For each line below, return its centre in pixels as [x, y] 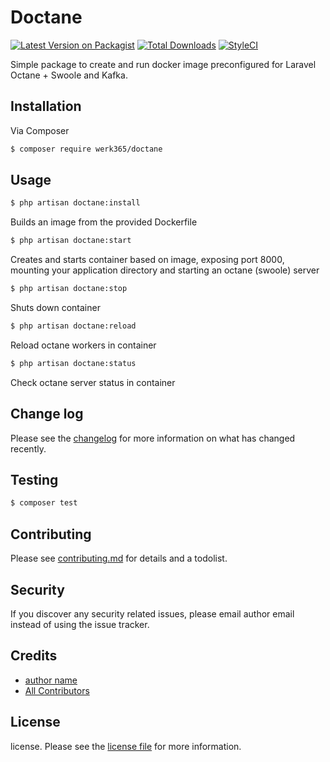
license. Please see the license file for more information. [126, 746]
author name [51, 680]
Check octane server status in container [93, 382]
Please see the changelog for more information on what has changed [153, 438]
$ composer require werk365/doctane [86, 149]
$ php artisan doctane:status [73, 363]
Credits [34, 656]
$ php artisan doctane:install [75, 203]
